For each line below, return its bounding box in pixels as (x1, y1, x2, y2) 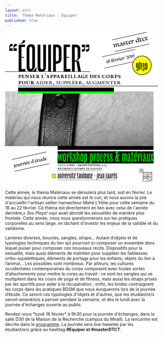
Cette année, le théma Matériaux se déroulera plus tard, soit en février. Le (5, 189, 152, 196)
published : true (5, 18, 38, 23)
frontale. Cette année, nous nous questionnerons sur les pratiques (5, 215, 138, 221)
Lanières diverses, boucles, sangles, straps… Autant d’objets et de (5, 235, 138, 241)
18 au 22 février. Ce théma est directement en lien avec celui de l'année (5, 205, 148, 211)
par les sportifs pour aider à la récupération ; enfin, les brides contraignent (5, 281, 154, 287)
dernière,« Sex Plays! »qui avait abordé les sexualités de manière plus (5, 210, 145, 216)
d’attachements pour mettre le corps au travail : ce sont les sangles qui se (5, 271, 153, 277)
